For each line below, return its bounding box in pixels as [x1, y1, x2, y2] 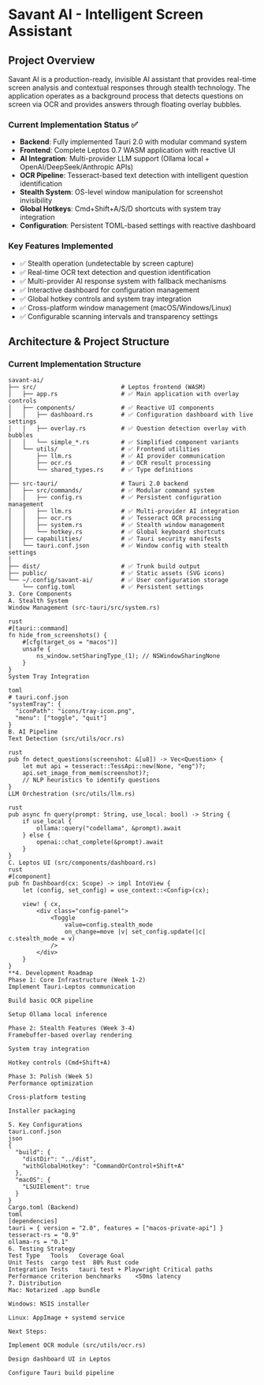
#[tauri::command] [8, 625, 69, 633]
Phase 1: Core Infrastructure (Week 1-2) [8, 976, 147, 984]
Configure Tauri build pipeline [8, 1369, 114, 1377]
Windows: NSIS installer [8, 1300, 90, 1309]
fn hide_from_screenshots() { [8, 632, 108, 640]
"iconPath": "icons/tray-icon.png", [15, 707, 136, 715]
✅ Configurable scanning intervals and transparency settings [19, 311, 218, 321]
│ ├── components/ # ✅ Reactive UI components [8, 404, 215, 412]
